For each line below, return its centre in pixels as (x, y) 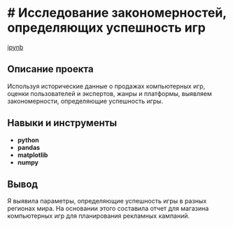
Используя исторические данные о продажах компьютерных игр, (106, 86)
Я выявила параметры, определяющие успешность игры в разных (107, 201)
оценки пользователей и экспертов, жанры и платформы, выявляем (110, 93)
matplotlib (33, 155)
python (28, 140)
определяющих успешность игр (107, 28)
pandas (29, 147)
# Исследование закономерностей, (117, 13)
